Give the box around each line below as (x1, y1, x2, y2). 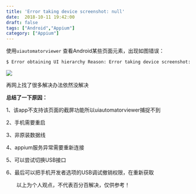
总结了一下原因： (6, 94, 48, 101)
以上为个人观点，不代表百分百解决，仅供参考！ (16, 182, 130, 188)
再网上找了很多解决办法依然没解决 (6, 82, 89, 88)
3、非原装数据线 (6, 132, 46, 138)
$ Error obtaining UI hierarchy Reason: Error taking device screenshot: (6, 59, 191, 65)
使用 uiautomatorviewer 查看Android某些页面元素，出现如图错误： (6, 48, 165, 55)
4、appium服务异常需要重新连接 (6, 144, 84, 150)
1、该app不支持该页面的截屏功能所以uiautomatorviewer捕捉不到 (6, 106, 161, 113)
